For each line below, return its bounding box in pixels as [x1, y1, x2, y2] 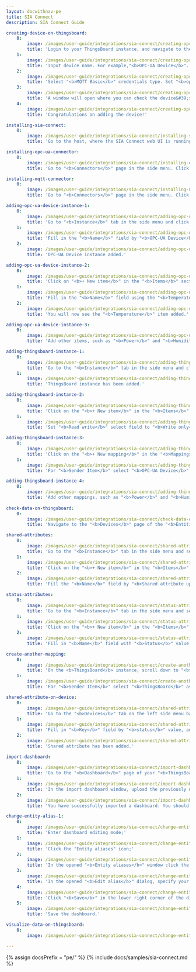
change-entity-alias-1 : [6, 814, 64, 819]
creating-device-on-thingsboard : [6, 30, 87, 36]
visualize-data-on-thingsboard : [6, 922, 85, 928]
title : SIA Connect [6, 14, 54, 20]
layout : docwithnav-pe [6, 8, 61, 15]
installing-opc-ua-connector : [6, 149, 80, 155]
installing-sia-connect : [6, 122, 66, 128]
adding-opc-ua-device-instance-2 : [6, 262, 90, 268]
